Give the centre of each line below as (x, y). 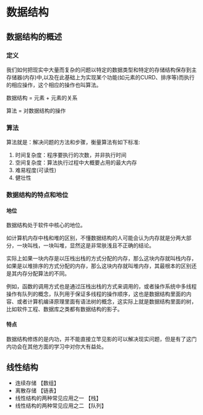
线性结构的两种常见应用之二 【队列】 (61, 406)
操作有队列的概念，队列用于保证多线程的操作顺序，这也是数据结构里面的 (96, 294)
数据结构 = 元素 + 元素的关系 (42, 98)
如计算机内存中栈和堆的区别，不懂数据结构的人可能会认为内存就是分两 (94, 238)
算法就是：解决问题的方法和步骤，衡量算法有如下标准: (73, 142)
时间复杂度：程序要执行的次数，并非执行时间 (71, 155)
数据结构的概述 (34, 37)
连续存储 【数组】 (37, 383)
